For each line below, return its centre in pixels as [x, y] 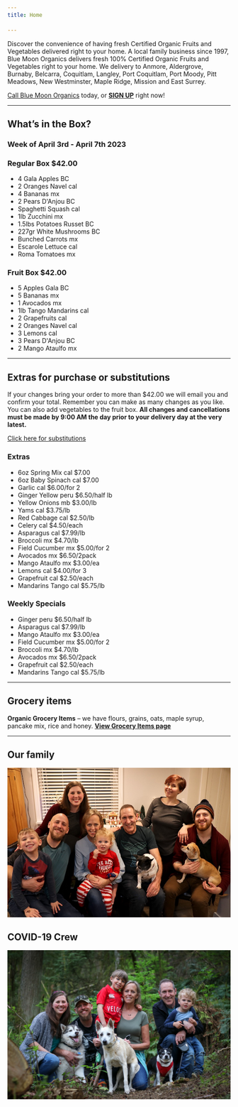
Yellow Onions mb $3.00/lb [57, 502]
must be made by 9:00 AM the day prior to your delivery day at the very [115, 417]
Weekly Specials [36, 604]
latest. [17, 425]
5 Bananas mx [38, 295]
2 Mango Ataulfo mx [47, 349]
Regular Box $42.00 [42, 163]
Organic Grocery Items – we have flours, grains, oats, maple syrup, [106, 718]
